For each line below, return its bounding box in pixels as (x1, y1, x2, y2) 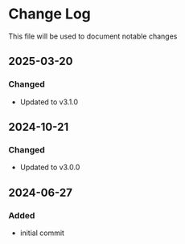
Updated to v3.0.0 (19, 162, 80, 173)
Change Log (8, 5, 91, 23)
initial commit (19, 228, 64, 238)
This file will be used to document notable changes (8, 31, 178, 41)
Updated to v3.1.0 (19, 97, 79, 107)
